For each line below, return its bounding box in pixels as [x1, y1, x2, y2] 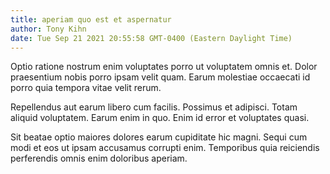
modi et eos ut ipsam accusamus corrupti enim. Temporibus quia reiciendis [10, 142, 320, 154]
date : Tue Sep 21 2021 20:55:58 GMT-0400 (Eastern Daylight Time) [10, 33, 293, 43]
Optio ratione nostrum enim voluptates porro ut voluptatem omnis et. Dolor [10, 61, 318, 73]
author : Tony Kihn [10, 24, 87, 34]
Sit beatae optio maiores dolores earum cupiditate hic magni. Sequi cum [10, 131, 308, 143]
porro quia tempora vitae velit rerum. [10, 82, 162, 94]
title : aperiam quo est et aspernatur [10, 14, 172, 25]
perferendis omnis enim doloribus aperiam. [10, 152, 188, 165]
